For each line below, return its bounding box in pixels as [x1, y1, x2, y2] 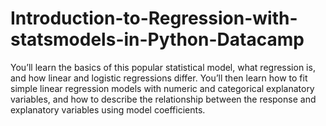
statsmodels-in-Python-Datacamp [10, 28, 305, 51]
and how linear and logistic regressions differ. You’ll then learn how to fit [10, 72, 308, 84]
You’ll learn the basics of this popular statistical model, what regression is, [10, 61, 316, 73]
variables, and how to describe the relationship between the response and [10, 93, 317, 105]
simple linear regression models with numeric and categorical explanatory [10, 82, 315, 94]
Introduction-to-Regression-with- [10, 7, 298, 30]
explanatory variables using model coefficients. [10, 103, 206, 116]
